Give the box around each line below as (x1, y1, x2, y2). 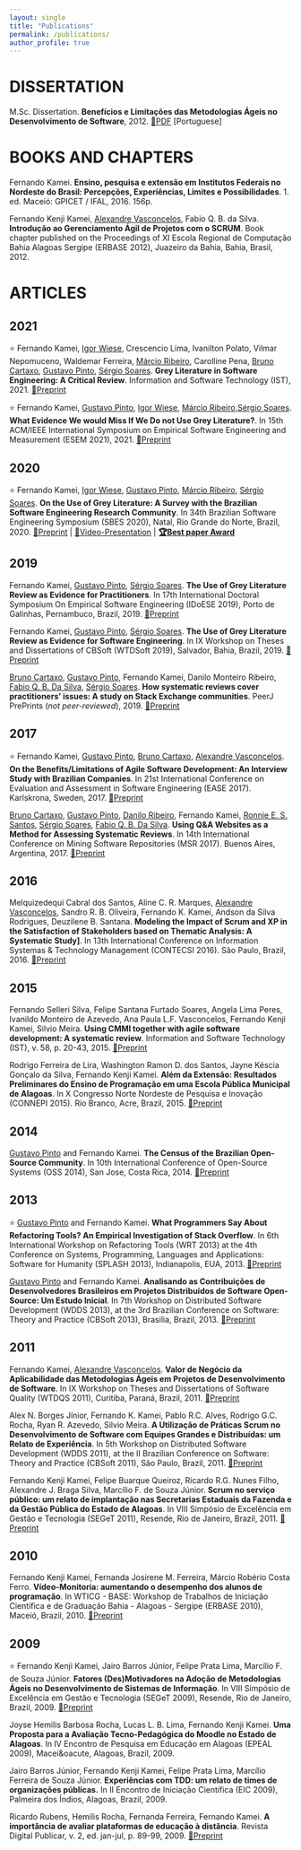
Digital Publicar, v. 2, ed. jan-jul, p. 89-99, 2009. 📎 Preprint (9, 1830, 224, 1841)
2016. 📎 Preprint (9, 954, 66, 965)
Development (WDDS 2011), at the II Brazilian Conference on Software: (9, 1447, 270, 1458)
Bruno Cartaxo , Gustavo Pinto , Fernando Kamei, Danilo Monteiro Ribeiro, (9, 672, 277, 682)
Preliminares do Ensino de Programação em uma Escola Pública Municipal (9, 1079, 291, 1090)
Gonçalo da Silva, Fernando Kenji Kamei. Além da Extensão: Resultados (9, 1069, 278, 1081)
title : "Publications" (9, 22, 94, 30)
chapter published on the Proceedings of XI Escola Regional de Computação (9, 232, 292, 243)
